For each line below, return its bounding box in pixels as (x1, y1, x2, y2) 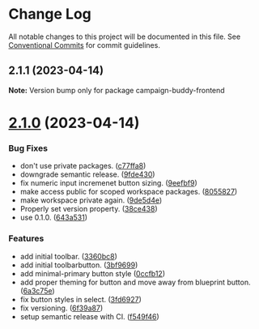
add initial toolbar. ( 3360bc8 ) (19, 251, 117, 261)
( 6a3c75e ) (19, 285, 55, 296)
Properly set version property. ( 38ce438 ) (19, 204, 158, 214)
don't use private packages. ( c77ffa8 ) (19, 161, 146, 171)
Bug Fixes (8, 143, 49, 154)
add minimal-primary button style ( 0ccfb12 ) (19, 268, 166, 278)
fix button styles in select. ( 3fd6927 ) (19, 294, 142, 304)
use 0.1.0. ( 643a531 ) (19, 212, 87, 223)
